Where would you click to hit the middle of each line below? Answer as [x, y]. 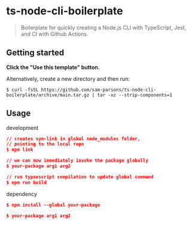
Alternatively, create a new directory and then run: [68, 78]
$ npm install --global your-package [53, 205]
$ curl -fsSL [22, 90]
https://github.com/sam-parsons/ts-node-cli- [99, 90]
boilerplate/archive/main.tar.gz [48, 95]
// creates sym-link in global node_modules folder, [73, 139]
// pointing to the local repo [45, 144]
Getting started [35, 53]
